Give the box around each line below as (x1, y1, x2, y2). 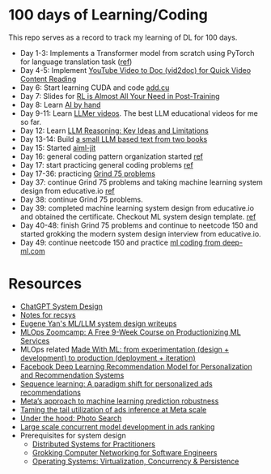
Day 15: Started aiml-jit (19, 143, 96, 152)
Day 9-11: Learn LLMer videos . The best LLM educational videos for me (19, 108, 259, 118)
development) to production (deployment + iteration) (19, 352, 196, 362)
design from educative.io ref (19, 186, 115, 195)
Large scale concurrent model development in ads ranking (19, 421, 215, 431)
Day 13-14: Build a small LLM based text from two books (19, 134, 208, 143)
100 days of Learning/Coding (8, 6, 208, 24)
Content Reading (19, 74, 77, 83)
